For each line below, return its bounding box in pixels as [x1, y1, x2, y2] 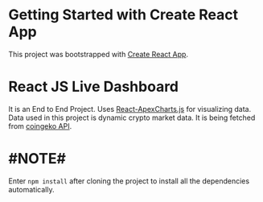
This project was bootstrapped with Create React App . [8, 49, 189, 59]
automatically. [8, 184, 55, 194]
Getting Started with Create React [8, 6, 239, 24]
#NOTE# [8, 150, 67, 168]
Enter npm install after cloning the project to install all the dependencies [8, 175, 250, 186]
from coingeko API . [8, 121, 72, 130]
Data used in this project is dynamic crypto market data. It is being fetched [8, 113, 256, 122]
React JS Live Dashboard [8, 78, 179, 96]
